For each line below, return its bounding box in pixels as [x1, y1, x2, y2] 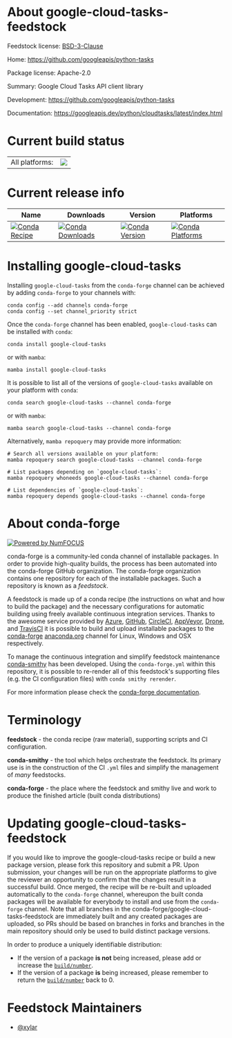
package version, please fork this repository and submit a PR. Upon [7, 860, 200, 869]
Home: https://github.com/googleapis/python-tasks [7, 55, 154, 63]
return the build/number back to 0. [17, 976, 115, 984]
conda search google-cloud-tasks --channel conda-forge [7, 399, 171, 406]
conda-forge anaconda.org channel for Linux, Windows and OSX [7, 632, 192, 640]
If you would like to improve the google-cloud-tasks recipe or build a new [7, 853, 216, 861]
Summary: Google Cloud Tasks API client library [7, 82, 144, 90]
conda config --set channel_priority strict [7, 307, 137, 315]
